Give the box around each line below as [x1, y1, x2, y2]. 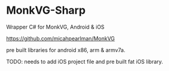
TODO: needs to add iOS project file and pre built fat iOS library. [6, 58, 163, 65]
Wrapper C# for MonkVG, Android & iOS [6, 23, 105, 30]
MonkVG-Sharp [6, 4, 86, 17]
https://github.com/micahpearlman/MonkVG [6, 35, 115, 42]
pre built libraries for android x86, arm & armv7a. [6, 46, 125, 54]
